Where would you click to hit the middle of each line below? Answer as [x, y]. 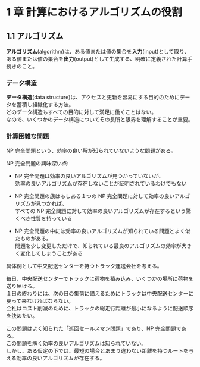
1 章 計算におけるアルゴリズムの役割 [94, 12]
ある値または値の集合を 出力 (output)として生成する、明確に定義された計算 [97, 59]
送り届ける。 [22, 286]
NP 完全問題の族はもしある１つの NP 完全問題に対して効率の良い [95, 196]
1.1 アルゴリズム [35, 36]
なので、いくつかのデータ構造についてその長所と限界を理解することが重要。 [100, 120]
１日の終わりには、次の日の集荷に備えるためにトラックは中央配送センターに [100, 293]
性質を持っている [51, 218]
